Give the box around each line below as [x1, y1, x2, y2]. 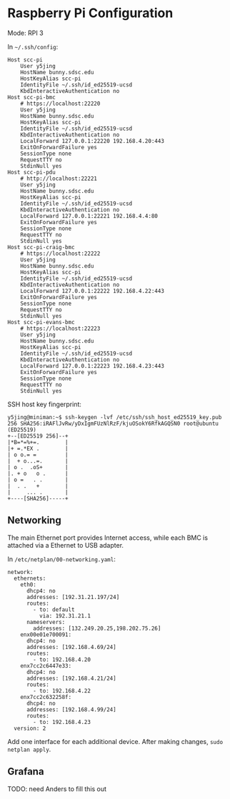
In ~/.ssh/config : [7, 42, 59, 51]
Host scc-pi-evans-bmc [7, 318, 75, 326]
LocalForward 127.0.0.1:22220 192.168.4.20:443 [20, 137, 164, 144]
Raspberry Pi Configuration [7, 5, 174, 21]
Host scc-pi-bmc [7, 94, 56, 101]
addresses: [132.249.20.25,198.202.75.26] [33, 625, 161, 632]
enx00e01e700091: [20, 630, 72, 638]
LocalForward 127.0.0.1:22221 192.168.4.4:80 [20, 212, 159, 219]
